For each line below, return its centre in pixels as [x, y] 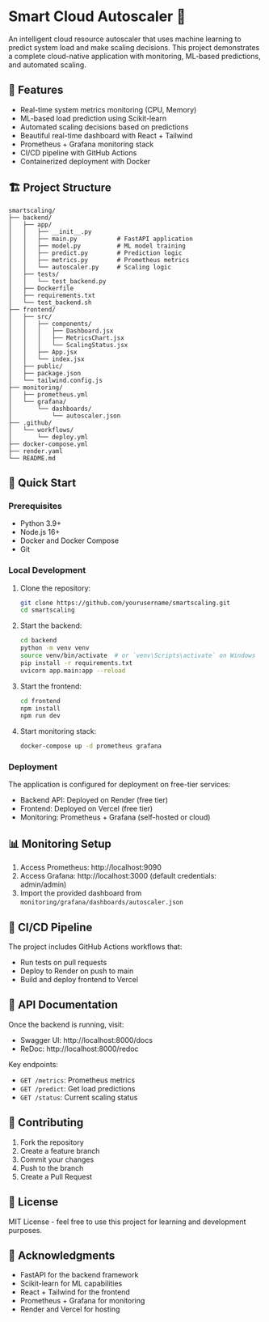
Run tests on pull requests [63, 963]
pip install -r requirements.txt [76, 663]
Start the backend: [51, 625]
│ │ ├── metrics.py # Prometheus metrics [99, 260]
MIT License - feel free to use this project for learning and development [127, 1222]
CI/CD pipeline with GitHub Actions [78, 152]
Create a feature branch [60, 1150]
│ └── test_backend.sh [50, 303]
